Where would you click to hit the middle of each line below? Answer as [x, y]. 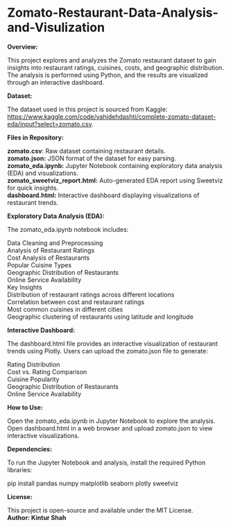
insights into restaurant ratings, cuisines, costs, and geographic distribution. [115, 67]
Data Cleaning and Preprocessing [55, 243]
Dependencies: [30, 449]
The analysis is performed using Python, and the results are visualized [108, 75]
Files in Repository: [36, 137]
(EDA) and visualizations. [43, 173]
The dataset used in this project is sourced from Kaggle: [87, 109]
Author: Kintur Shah [37, 517]
